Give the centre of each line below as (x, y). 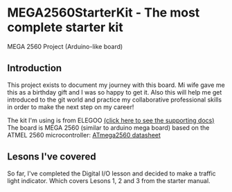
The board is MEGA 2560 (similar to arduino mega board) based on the (108, 127)
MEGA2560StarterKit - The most (104, 13)
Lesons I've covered (52, 157)
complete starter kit (65, 27)
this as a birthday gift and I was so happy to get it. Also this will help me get (115, 92)
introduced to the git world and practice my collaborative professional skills (115, 99)
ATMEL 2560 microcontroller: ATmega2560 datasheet (84, 135)
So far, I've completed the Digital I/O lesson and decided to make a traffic (111, 173)
